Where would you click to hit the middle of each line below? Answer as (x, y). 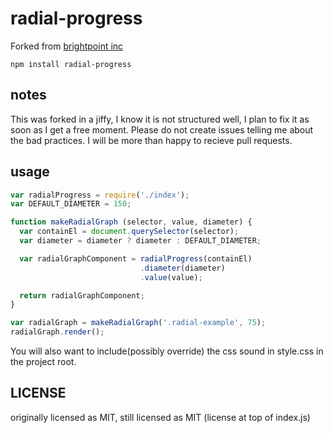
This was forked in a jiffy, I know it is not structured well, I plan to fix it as (160, 119)
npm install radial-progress (71, 64)
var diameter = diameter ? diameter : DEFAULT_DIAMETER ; (140, 241)
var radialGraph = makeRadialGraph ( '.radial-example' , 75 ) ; (138, 323)
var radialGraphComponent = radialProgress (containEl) (136, 258)
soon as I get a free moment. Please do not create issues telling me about (162, 129)
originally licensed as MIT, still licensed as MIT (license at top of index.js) (160, 417)
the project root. (43, 362)
